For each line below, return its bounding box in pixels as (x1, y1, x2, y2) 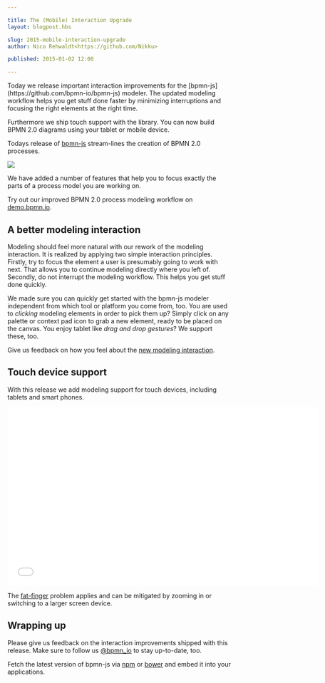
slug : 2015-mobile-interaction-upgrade (7, 36, 126, 43)
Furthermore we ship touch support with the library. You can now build (7, 118, 215, 127)
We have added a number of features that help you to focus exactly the (7, 174, 217, 182)
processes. (7, 147, 41, 155)
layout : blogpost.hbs (7, 23, 72, 31)
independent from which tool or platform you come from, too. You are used (7, 301, 228, 310)
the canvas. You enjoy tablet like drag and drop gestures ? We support (7, 324, 212, 333)
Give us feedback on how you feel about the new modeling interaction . (7, 345, 215, 354)
